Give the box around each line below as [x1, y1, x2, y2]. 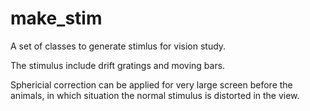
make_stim [10, 7, 103, 30]
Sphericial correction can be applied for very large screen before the [10, 78, 293, 91]
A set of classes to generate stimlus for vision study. [10, 40, 227, 52]
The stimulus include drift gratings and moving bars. [10, 59, 226, 71]
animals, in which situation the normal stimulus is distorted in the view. [10, 89, 300, 101]
